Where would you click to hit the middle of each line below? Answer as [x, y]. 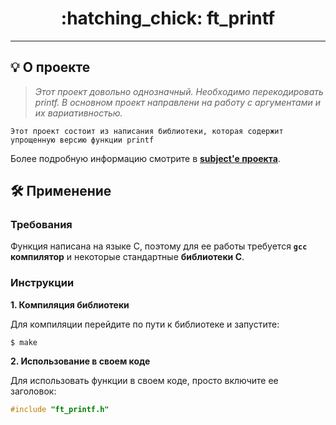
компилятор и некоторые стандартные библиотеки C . [127, 257]
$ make [24, 342]
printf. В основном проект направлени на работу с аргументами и [177, 102]
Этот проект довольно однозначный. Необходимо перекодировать [179, 91]
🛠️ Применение [61, 191]
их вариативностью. [78, 113]
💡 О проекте [50, 67]
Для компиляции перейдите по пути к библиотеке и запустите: [145, 324]
